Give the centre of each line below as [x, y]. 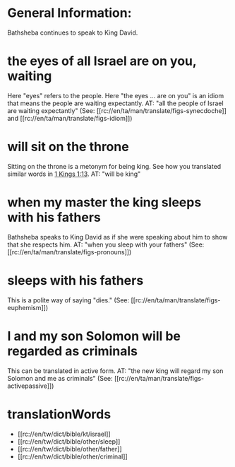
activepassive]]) [31, 386]
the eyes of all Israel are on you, [102, 61]
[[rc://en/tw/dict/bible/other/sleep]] [69, 441]
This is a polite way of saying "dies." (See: [68, 300]
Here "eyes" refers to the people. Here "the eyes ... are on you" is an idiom [116, 95]
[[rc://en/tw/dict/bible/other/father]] [70, 449]
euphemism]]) [28, 307]
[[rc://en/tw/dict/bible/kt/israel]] [64, 434]
